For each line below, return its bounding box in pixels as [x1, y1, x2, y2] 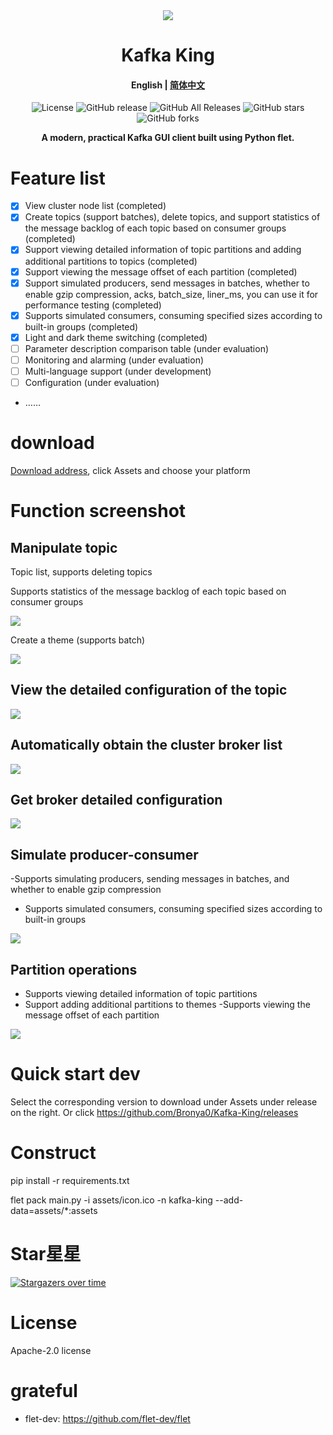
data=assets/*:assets [10, 1204, 98, 1216]
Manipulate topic [10, 539, 118, 556]
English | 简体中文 [130, 79, 206, 91]
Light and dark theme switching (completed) [24, 331, 208, 343]
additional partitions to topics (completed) [24, 255, 198, 267]
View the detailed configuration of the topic [10, 682, 288, 699]
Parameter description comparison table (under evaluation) [24, 342, 270, 354]
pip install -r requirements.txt [10, 1174, 130, 1186]
